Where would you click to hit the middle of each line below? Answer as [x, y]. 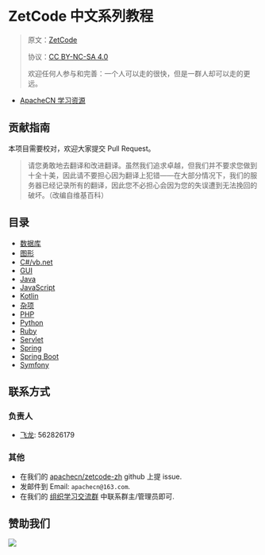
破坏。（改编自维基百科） [68, 195]
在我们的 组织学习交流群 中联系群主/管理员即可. [97, 496]
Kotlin [29, 295]
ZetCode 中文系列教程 [81, 16]
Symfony [35, 364]
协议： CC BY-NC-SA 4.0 [68, 56]
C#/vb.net [36, 262]
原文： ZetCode [52, 40]
